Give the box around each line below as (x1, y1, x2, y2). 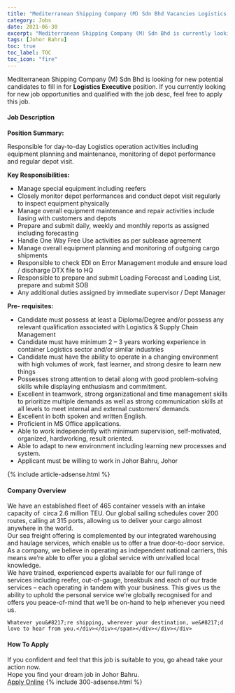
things (17, 367, 36, 376)
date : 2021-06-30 (7, 23, 58, 30)
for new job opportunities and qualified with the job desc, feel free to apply (7, 90, 223, 98)
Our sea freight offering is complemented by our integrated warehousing (7, 531, 217, 540)
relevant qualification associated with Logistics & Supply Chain (17, 322, 199, 331)
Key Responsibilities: (7, 171, 70, 179)
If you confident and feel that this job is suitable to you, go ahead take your (7, 655, 223, 664)
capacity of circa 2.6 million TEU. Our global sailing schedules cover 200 (7, 509, 219, 517)
